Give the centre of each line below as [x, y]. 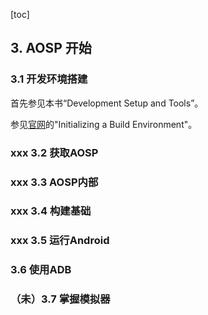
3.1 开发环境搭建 [49, 79]
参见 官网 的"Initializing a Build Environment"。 [104, 124]
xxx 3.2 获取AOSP [54, 152]
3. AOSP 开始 [51, 48]
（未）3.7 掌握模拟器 [60, 299]
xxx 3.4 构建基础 [51, 211]
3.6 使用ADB [41, 270]
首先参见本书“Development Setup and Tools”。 [107, 103]
